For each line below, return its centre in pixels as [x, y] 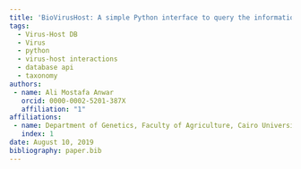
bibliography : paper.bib [56, 150]
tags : [19, 26]
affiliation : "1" [54, 109]
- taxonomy [38, 76]
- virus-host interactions [68, 59]
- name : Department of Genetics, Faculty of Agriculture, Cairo [135, 126]
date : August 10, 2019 [52, 142]
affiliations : [36, 117]
